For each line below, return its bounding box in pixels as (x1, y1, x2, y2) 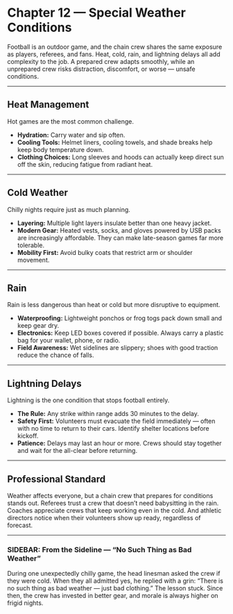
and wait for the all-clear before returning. (17, 447, 137, 455)
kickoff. (17, 432, 39, 440)
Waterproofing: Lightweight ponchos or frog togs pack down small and (17, 314, 223, 322)
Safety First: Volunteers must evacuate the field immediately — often (17, 417, 216, 425)
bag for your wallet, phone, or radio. (17, 336, 121, 345)
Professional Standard (7, 473, 106, 485)
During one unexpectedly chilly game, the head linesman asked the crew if (7, 570, 221, 578)
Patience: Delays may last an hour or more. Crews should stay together (17, 439, 222, 447)
